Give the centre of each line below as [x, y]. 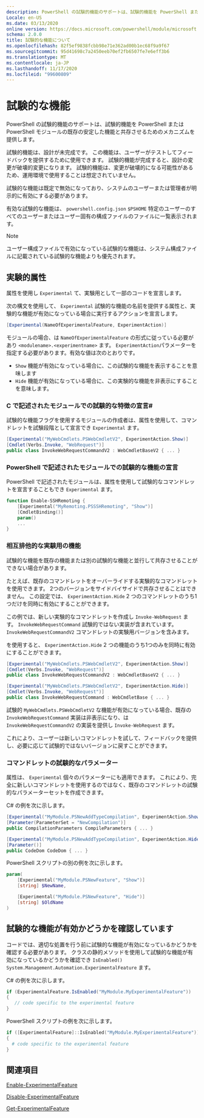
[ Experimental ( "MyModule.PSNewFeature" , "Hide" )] [81, 897]
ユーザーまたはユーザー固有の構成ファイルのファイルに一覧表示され [107, 216]
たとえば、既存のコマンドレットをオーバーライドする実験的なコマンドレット [102, 581]
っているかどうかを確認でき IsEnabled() [72, 960]
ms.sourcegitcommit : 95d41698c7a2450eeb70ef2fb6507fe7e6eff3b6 [88, 52]
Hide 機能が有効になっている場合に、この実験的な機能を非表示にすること [106, 380]
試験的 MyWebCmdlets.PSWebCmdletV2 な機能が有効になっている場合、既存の [99, 710]
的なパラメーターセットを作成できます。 [57, 792]
